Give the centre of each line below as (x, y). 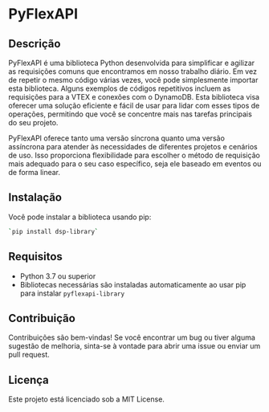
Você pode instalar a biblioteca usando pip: (80, 217)
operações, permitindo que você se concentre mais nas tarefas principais (130, 114)
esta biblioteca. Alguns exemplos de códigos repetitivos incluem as (120, 88)
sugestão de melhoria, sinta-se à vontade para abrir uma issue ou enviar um (134, 346)
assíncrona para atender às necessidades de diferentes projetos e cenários (133, 147)
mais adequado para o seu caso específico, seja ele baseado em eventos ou (135, 164)
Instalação (35, 198)
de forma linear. (35, 172)
